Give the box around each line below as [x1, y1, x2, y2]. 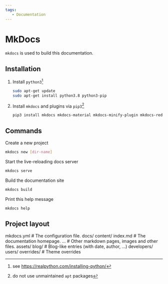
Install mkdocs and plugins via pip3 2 [12, 102, 84, 109]
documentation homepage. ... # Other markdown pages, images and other [5, 238, 158, 244]
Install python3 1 [12, 78, 43, 85]
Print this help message [5, 196, 54, 202]
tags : [5, 7, 16, 13]
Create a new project [5, 140, 48, 146]
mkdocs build [5, 187, 32, 192]
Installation [5, 65, 41, 73]
